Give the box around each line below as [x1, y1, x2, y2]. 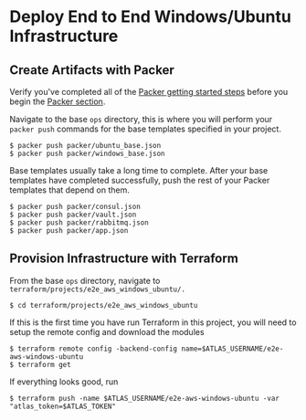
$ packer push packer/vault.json [9, 210, 137, 219]
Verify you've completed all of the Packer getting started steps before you [9, 87, 289, 97]
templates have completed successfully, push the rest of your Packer [9, 175, 270, 185]
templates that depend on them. [9, 184, 131, 195]
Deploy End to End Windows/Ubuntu [9, 6, 292, 27]
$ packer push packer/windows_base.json [9, 149, 166, 158]
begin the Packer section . [9, 96, 106, 107]
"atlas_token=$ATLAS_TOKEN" [9, 402, 117, 411]
